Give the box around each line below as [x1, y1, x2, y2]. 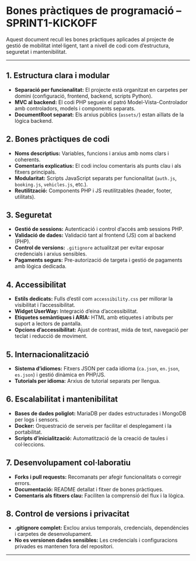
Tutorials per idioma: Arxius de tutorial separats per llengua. [14, 378, 160, 384]
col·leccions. [14, 441, 45, 448]
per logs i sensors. [14, 416, 60, 423]
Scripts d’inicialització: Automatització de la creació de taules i [14, 434, 168, 442]
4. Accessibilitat [6, 279, 66, 290]
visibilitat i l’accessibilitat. [14, 302, 76, 309]
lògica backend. [14, 117, 54, 124]
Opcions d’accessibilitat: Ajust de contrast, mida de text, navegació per [14, 326, 188, 334]
